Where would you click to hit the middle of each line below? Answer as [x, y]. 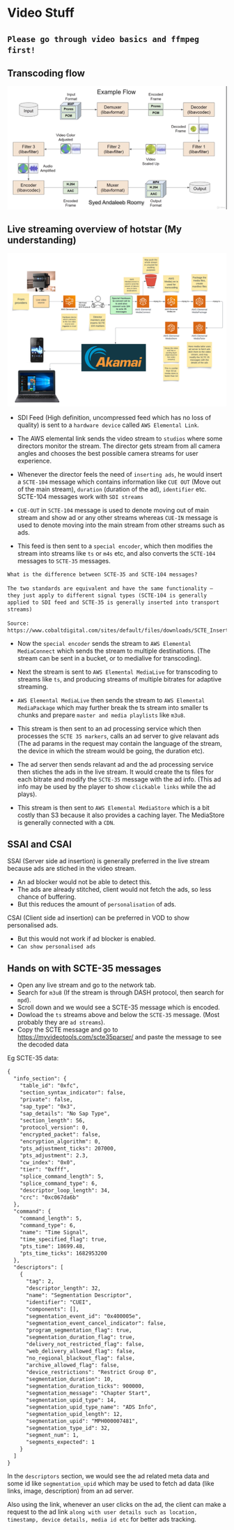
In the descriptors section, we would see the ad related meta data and [108, 1476]
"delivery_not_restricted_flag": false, [85, 1344]
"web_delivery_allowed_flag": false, [80, 1351]
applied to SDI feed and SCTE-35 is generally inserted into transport [113, 602]
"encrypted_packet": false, [60, 1135]
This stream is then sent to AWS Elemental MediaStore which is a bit [114, 807]
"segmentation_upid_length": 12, [74, 1414]
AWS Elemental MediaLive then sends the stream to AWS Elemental [111, 700]
